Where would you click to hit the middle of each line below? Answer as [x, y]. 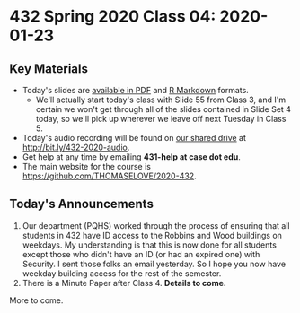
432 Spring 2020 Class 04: [113, 17]
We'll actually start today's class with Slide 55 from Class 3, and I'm [160, 100]
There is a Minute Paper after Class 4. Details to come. [124, 283]
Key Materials [49, 69]
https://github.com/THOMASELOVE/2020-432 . [109, 176]
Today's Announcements [82, 204]
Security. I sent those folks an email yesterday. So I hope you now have [154, 264]
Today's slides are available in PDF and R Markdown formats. [135, 90]
